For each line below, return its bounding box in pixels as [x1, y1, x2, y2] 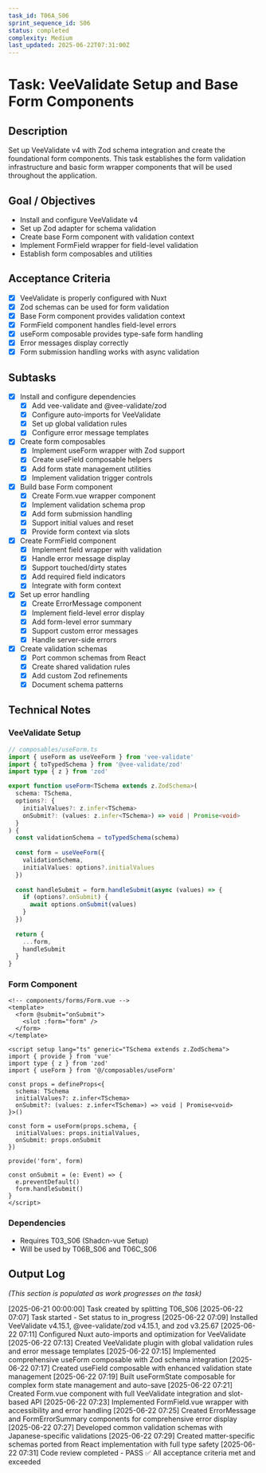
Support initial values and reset [31, 517, 134, 527]
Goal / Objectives [8, 194, 96, 207]
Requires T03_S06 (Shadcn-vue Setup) [19, 1235, 149, 1245]
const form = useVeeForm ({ [15, 849, 105, 857]
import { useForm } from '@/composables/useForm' [8, 1066, 177, 1074]
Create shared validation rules [31, 662, 131, 671]
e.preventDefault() [15, 1178, 80, 1186]
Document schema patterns [31, 680, 123, 689]
